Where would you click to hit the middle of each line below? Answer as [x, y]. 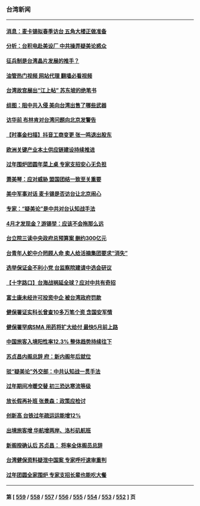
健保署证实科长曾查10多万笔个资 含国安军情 [59, 312]
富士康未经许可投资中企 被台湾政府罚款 [54, 298]
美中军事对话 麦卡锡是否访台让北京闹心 [54, 194]
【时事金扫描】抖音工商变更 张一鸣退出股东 [59, 135]
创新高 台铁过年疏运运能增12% [44, 416]
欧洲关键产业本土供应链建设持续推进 [51, 149]
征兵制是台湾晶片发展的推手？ [43, 61]
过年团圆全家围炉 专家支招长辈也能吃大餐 [57, 475]
